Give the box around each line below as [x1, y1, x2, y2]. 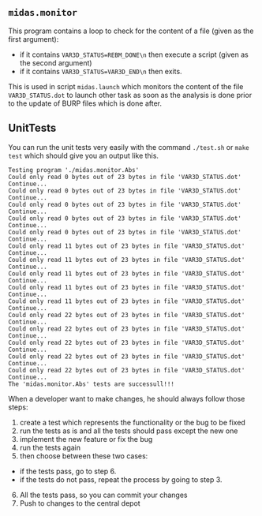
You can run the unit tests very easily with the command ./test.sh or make [8, 142, 250, 151]
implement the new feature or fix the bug [19, 434, 153, 443]
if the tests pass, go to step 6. [19, 466, 117, 476]
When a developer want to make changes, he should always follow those [8, 394, 245, 403]
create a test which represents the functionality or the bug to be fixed [19, 417, 246, 427]
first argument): [8, 34, 59, 43]
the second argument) [19, 58, 92, 67]
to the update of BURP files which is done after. [8, 99, 162, 108]
